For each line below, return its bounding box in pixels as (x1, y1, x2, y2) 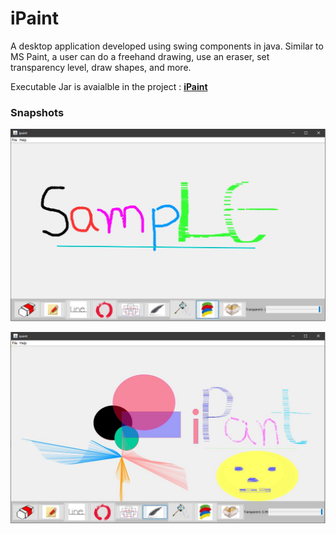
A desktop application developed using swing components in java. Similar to (10, 40, 324, 52)
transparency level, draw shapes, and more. (10, 61, 192, 73)
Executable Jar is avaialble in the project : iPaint (10, 80, 208, 92)
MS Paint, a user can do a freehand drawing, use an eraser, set (10, 50, 270, 62)
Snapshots (10, 105, 65, 119)
